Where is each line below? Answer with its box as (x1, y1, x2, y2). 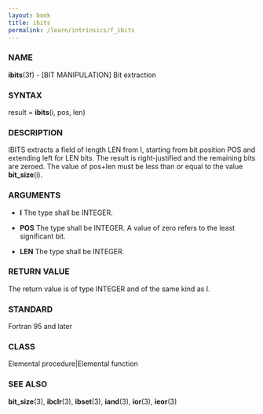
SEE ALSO (8, 379, 48, 390)
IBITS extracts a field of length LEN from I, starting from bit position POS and (8, 145, 256, 154)
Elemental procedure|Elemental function (8, 359, 139, 368)
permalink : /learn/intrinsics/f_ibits (8, 26, 135, 34)
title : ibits (8, 19, 51, 27)
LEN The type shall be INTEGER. (19, 246, 125, 256)
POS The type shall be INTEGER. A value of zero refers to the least (19, 223, 236, 232)
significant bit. (19, 231, 66, 241)
